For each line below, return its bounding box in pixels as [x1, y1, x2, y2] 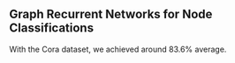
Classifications [9, 21, 95, 36]
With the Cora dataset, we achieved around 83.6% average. [9, 44, 227, 54]
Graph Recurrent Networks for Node [9, 7, 213, 22]
